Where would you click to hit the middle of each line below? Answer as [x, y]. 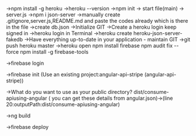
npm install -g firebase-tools [54, 52]
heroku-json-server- [158, 33]
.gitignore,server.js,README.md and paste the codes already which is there [97, 21]
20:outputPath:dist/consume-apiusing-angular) [63, 104]
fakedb [15, 39]
